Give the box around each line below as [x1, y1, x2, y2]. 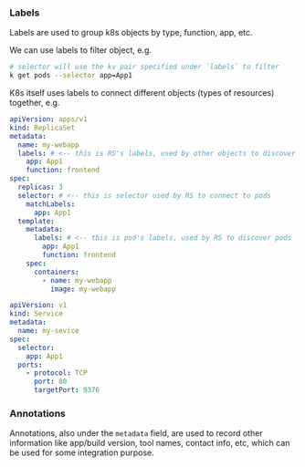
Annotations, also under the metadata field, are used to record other [9, 428, 263, 439]
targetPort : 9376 [33, 386, 100, 395]
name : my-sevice [17, 327, 79, 336]
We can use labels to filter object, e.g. [9, 45, 152, 56]
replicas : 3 [17, 182, 64, 192]
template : [17, 216, 55, 225]
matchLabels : [26, 199, 76, 209]
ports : [17, 360, 43, 369]
